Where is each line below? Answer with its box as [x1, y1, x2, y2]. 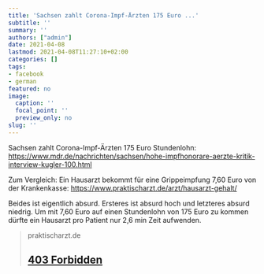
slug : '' [8, 121, 37, 129]
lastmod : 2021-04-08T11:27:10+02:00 [8, 48, 128, 56]
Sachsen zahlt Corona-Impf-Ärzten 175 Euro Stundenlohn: [8, 143, 197, 152]
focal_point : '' [15, 107, 69, 115]
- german [8, 77, 37, 85]
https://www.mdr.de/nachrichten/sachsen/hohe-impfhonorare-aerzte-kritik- [8, 151, 255, 161]
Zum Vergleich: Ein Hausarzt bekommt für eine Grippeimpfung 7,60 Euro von [8, 175, 257, 184]
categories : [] [8, 56, 58, 64]
